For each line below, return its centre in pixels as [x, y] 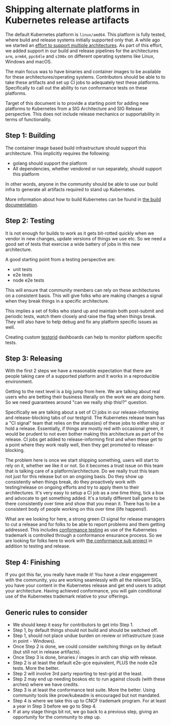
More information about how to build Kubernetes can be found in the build [83, 199]
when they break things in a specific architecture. [57, 301]
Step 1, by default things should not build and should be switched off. [85, 630]
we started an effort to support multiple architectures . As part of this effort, [84, 45]
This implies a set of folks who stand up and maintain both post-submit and [84, 311]
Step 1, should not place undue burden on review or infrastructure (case [88, 636]
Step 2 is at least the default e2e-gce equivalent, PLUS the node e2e [85, 663]
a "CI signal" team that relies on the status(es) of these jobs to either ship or [85, 423]
